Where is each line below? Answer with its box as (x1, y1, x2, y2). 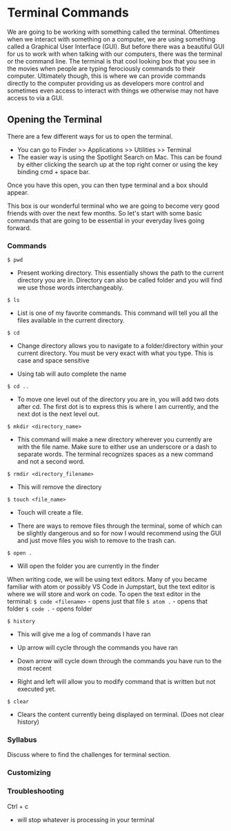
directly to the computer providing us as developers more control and (7, 79, 205, 87)
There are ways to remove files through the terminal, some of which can (17, 522, 223, 530)
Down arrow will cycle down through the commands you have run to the (17, 657, 222, 665)
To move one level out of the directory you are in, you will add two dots (17, 395, 219, 403)
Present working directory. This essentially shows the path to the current (17, 269, 224, 277)
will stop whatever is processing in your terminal (17, 815, 155, 823)
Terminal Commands (7, 5, 129, 21)
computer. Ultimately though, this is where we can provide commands (7, 71, 206, 80)
